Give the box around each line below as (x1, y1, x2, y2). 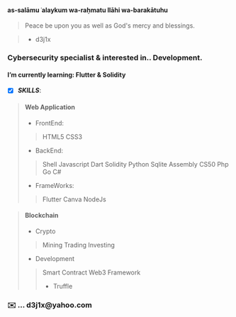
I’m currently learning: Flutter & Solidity (7, 70, 126, 79)
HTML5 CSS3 (42, 132, 83, 141)
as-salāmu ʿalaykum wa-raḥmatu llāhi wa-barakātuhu (7, 6, 169, 14)
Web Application (24, 103, 76, 111)
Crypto (35, 227, 56, 235)
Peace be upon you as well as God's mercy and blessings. (24, 21, 195, 30)
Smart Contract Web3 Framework (42, 268, 141, 277)
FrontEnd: (35, 118, 64, 127)
